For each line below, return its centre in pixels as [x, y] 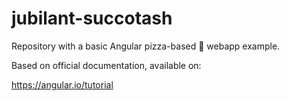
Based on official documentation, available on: [106, 65]
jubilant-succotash [92, 18]
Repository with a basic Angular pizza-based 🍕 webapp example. [146, 46]
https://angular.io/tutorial [62, 84]
